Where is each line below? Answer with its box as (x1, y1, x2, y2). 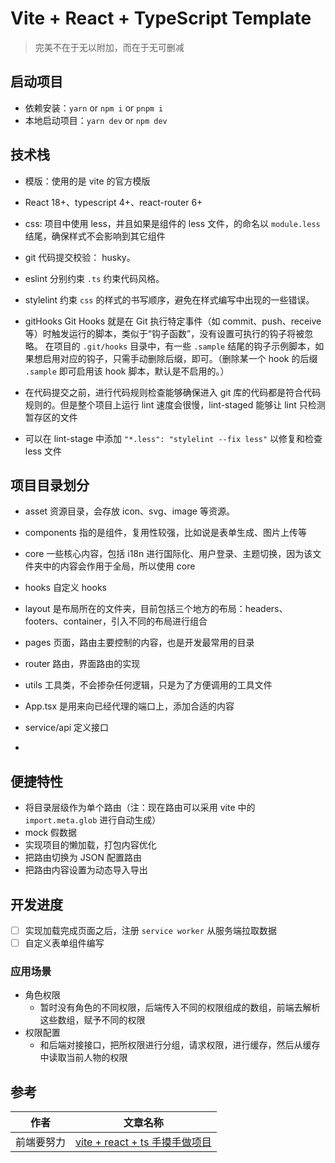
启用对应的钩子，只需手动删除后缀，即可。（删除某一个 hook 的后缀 (42, 352, 318, 364)
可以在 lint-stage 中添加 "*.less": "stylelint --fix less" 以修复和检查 (24, 432, 323, 444)
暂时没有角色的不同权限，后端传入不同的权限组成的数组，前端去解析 (39, 1002, 321, 1014)
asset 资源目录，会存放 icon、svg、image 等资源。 (24, 505, 235, 517)
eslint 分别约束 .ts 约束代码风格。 (24, 272, 165, 284)
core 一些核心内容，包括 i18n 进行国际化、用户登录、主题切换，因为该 (24, 548, 313, 560)
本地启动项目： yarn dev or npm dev (24, 114, 168, 126)
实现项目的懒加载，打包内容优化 (24, 839, 157, 851)
